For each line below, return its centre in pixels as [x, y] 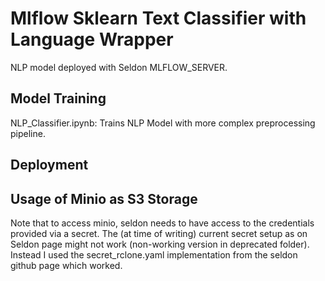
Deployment [49, 165]
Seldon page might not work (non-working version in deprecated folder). [160, 244]
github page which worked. [66, 265]
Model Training [58, 98]
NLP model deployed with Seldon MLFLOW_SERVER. [119, 67]
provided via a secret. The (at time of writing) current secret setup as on [159, 233]
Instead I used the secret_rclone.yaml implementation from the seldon [154, 254]
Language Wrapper [92, 39]
